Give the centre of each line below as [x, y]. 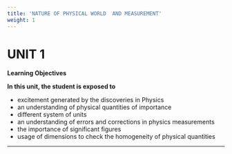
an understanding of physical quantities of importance [94, 107]
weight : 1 [21, 20]
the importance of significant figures [69, 129]
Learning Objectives [37, 73]
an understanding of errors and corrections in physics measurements [116, 122]
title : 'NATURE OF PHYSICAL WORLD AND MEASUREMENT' [85, 13]
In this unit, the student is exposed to [61, 86]
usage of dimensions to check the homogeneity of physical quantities [116, 137]
